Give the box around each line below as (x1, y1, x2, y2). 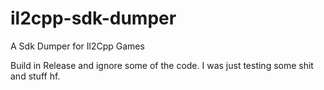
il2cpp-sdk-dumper (10, 7, 177, 30)
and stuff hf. (10, 70, 61, 82)
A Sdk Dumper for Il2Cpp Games (10, 40, 145, 52)
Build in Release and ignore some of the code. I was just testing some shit (10, 59, 314, 71)
